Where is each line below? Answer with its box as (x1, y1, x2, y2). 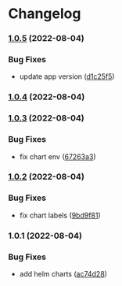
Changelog (8, 5, 81, 23)
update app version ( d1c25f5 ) (19, 72, 115, 81)
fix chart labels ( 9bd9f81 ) (19, 210, 102, 220)
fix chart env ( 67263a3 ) (19, 151, 96, 162)
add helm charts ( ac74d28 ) (19, 269, 108, 278)
